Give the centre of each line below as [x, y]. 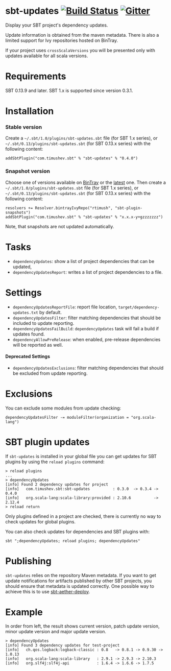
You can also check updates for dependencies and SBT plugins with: [78, 532]
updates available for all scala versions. [47, 56]
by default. [51, 312]
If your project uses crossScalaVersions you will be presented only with [80, 50]
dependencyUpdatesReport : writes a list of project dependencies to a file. [88, 272]
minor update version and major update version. [56, 632]
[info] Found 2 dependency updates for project [57, 484]
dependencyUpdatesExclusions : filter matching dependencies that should [88, 368]
